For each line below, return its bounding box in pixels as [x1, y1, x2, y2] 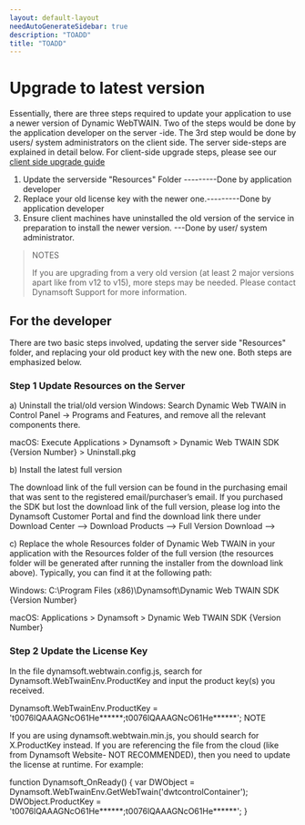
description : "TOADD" [9, 30, 92, 39]
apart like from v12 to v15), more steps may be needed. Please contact [31, 277, 296, 288]
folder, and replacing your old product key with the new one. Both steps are [9, 347, 292, 358]
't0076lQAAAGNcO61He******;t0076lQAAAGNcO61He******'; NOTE [9, 712, 267, 723]
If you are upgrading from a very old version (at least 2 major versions [31, 268, 294, 279]
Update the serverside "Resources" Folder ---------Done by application [22, 174, 292, 185]
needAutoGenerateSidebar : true [9, 22, 128, 31]
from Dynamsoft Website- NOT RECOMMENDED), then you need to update [9, 749, 291, 760]
